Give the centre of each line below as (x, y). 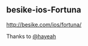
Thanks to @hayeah (31, 36)
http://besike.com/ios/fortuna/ (44, 24)
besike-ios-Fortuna (44, 10)
